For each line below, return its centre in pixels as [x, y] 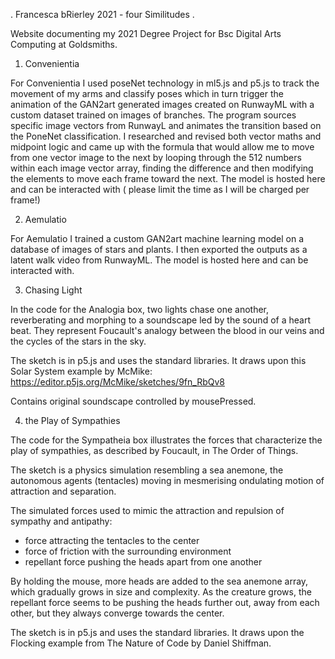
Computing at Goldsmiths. [64, 44]
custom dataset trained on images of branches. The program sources [153, 115]
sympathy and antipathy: [61, 521]
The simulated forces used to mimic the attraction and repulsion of [147, 510]
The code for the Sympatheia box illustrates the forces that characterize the [166, 440]
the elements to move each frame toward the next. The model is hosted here [168, 178]
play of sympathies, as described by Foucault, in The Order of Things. [154, 450]
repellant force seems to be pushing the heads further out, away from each [165, 602]
